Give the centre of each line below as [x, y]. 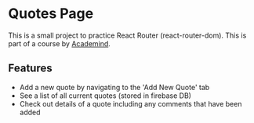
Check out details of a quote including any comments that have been [131, 103]
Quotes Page [51, 14]
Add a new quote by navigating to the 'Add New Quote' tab [114, 87]
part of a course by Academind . [60, 43]
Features [30, 69]
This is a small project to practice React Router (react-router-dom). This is [127, 35]
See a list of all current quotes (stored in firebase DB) [105, 96]
